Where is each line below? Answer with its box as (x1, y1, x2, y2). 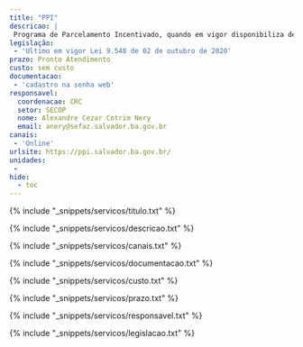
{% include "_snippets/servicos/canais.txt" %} (9, 241, 182, 251)
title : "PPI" (9, 13, 59, 23)
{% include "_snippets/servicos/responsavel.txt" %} (9, 310, 203, 321)
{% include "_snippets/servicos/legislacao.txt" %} (9, 328, 196, 339)
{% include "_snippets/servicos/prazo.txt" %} (9, 293, 179, 304)
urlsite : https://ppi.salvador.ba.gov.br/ (9, 147, 171, 156)
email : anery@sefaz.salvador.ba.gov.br (17, 123, 168, 132)
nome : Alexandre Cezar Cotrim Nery (17, 114, 151, 123)
